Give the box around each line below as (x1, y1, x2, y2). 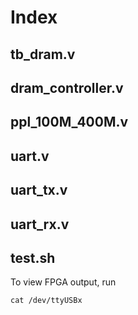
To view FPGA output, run (10, 276, 117, 288)
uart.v (10, 147, 50, 165)
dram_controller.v (10, 79, 124, 96)
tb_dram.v (10, 46, 76, 63)
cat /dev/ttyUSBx (10, 296, 83, 306)
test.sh (10, 249, 56, 266)
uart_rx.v (10, 216, 70, 233)
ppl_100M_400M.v (10, 114, 129, 131)
